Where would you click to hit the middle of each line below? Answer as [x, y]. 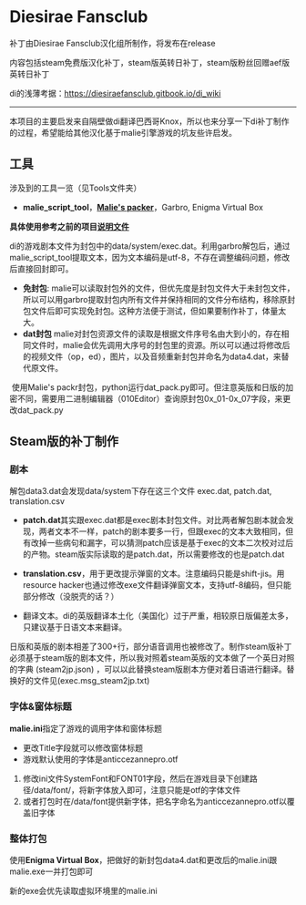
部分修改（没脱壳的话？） [71, 596]
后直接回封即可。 [41, 268]
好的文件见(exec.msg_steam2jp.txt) [83, 681]
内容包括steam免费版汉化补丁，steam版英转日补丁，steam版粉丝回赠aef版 [149, 62]
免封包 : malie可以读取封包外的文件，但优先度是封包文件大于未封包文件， [158, 288]
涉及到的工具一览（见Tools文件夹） [76, 188]
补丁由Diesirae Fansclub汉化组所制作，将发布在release [112, 43]
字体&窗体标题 [41, 706]
